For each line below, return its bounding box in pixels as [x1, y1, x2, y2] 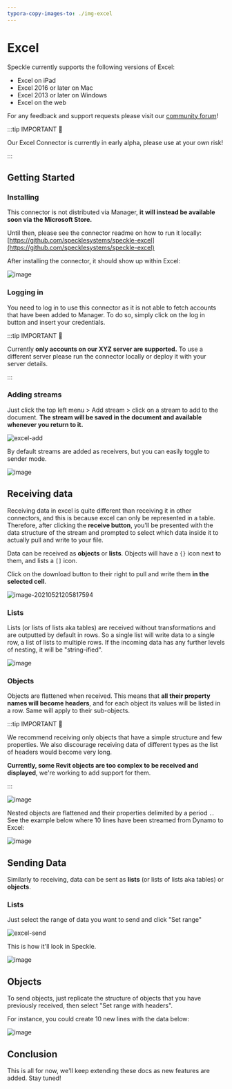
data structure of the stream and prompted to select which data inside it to [7, 528, 219, 536]
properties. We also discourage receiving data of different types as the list [7, 741, 219, 749]
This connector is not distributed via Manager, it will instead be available [7, 208, 215, 216]
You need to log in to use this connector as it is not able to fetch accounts [7, 303, 217, 312]
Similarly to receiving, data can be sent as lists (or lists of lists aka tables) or [7, 875, 224, 884]
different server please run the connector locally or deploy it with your [7, 352, 206, 360]
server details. [7, 359, 48, 368]
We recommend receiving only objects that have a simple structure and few [7, 733, 222, 741]
